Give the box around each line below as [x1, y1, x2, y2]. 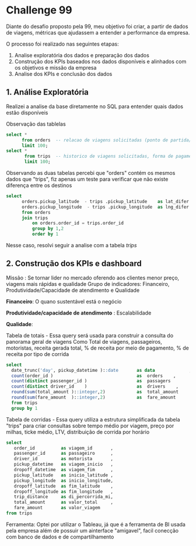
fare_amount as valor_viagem [13, 505, 100, 511]
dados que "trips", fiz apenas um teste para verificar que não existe [6, 176, 169, 182]
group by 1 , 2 [32, 226, 64, 231]
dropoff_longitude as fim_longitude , [13, 489, 114, 495]
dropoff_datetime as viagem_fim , [13, 467, 114, 473]
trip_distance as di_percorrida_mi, [13, 494, 114, 500]
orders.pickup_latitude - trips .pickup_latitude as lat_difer [21, 198, 190, 205]
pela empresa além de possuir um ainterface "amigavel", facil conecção [6, 527, 179, 534]
